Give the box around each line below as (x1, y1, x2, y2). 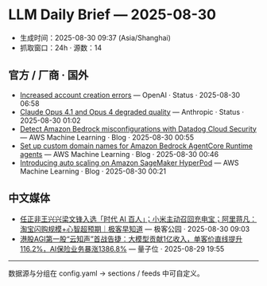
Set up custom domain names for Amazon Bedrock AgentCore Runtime (19, 141, 253, 151)
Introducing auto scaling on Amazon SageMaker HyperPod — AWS (19, 158, 240, 167)
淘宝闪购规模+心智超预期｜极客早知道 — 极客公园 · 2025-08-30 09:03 (19, 224, 250, 233)
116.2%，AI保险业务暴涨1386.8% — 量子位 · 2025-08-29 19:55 (19, 244, 225, 253)
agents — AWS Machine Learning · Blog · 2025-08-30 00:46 (19, 149, 219, 159)
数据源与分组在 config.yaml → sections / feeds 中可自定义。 (8, 268, 204, 278)
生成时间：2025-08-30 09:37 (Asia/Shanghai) (19, 33, 171, 42)
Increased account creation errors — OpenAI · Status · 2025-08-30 (19, 90, 241, 100)
